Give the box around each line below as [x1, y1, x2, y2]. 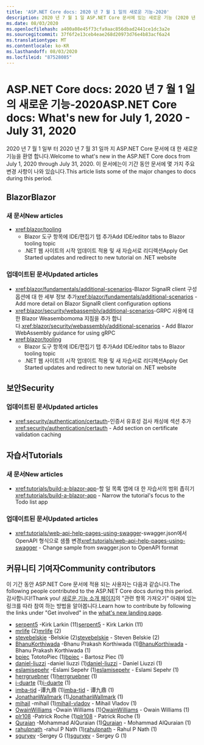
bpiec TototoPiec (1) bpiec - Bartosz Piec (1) [15, 653, 124, 661]
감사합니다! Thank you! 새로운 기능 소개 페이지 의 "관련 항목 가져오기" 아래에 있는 [6, 595, 197, 602]
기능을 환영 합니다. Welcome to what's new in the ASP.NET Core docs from [6, 152, 191, 160]
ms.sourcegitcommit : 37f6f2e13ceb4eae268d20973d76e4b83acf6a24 [6, 32, 171, 38]
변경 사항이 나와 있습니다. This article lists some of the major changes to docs [6, 168, 196, 175]
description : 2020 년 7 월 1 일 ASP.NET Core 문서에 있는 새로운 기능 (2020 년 [6, 15, 196, 21]
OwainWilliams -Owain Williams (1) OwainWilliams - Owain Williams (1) [15, 706, 190, 713]
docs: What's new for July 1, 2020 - [6, 111, 191, 125]
